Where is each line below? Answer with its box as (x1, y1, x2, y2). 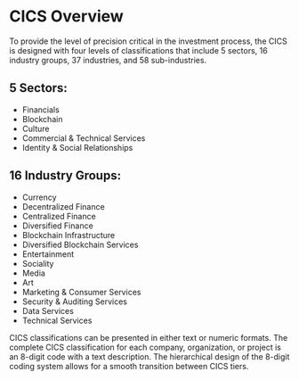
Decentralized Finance (21, 201, 105, 211)
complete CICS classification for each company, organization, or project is (9, 342, 282, 352)
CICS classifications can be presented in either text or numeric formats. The (9, 332, 288, 343)
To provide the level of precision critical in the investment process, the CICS (9, 36, 287, 46)
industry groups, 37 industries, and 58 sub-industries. (9, 54, 207, 65)
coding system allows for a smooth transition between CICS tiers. (9, 360, 249, 371)
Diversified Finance (21, 220, 93, 231)
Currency (21, 192, 57, 202)
